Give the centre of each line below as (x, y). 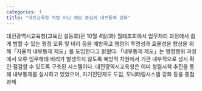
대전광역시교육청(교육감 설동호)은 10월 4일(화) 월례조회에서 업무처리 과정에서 (98, 36)
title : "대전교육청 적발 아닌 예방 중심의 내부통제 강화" (68, 18)
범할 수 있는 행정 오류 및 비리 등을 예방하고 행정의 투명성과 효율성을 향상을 (100, 43)
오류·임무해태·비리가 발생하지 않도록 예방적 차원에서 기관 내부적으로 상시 (103, 59)
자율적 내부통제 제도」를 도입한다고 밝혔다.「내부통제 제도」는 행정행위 (101, 51)
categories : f (24, 12)
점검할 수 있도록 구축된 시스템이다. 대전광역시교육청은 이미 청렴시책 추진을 (100, 66)
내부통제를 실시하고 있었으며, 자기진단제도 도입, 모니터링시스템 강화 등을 (98, 74)
